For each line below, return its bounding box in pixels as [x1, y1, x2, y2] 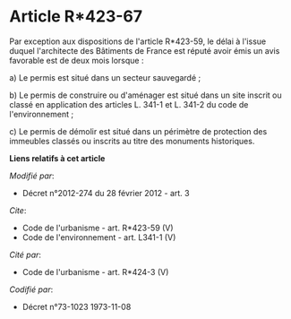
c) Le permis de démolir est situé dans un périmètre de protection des [9, 125, 268, 136]
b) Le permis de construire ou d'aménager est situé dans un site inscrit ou [9, 90, 282, 100]
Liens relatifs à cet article [9, 152, 106, 163]
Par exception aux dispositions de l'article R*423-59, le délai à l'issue [9, 36, 267, 47]
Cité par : [9, 249, 42, 260]
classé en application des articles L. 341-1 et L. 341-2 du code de [9, 99, 249, 109]
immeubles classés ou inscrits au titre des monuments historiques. [9, 135, 255, 146]
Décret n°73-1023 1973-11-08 [21, 301, 132, 312]
